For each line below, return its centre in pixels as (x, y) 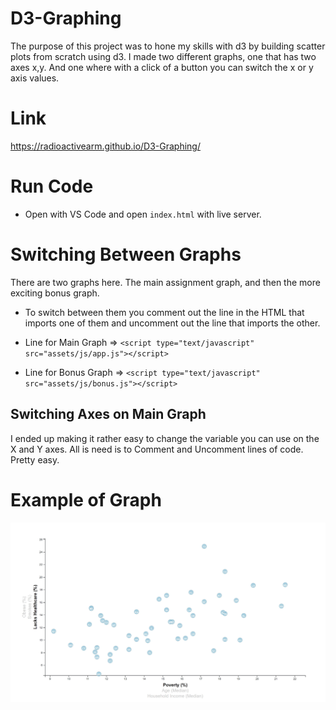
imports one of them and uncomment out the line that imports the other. (172, 323)
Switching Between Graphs (126, 254)
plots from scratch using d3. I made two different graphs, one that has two (163, 56)
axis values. (35, 78)
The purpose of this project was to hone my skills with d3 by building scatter (168, 46)
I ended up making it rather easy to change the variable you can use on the (165, 438)
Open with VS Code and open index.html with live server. (143, 214)
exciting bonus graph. (55, 293)
